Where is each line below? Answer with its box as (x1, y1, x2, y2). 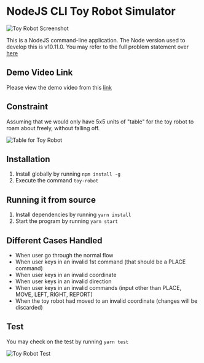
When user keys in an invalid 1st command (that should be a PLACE (15, 258, 186, 265)
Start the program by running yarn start (15, 217, 119, 225)
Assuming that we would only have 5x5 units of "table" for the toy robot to (6, 118, 194, 125)
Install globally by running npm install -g (15, 170, 121, 178)
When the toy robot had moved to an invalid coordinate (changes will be (15, 297, 198, 305)
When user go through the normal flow (15, 252, 114, 259)
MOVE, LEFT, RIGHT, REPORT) (15, 291, 93, 298)
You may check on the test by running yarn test (6, 338, 129, 345)
